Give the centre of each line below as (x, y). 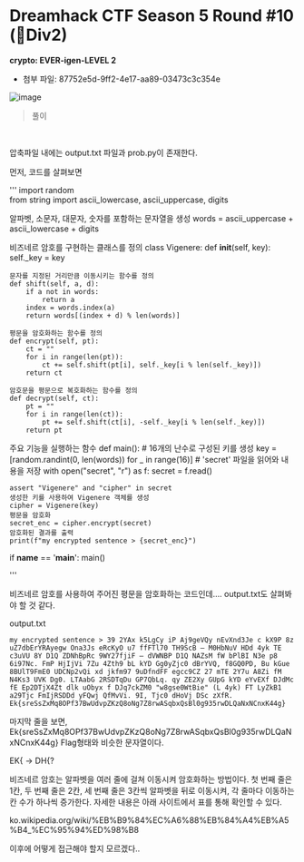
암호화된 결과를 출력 (42, 533)
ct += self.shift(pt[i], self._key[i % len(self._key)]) (152, 365)
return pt (44, 430)
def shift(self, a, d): (54, 284)
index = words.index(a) (71, 308)
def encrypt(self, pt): (54, 341)
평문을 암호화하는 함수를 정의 (56, 333)
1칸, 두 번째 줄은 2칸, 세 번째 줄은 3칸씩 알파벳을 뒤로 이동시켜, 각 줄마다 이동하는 (152, 790)
